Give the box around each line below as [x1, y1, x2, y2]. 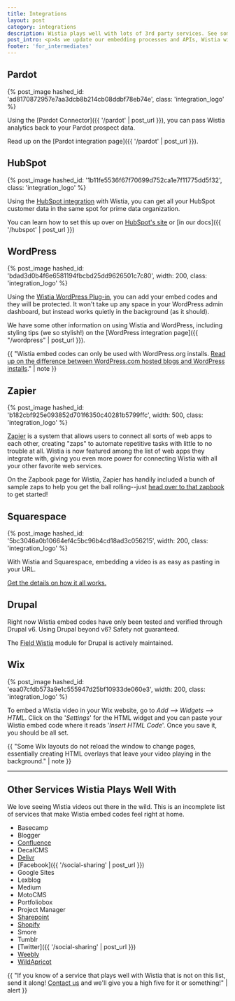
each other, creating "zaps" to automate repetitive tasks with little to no [7, 440, 213, 448]
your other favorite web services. [7, 462, 103, 470]
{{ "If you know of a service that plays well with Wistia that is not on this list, [7, 971, 226, 979]
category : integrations [7, 23, 77, 30]
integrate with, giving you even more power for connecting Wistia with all [7, 454, 218, 463]
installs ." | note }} [7, 365, 57, 373]
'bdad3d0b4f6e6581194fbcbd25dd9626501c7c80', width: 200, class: [7, 271, 208, 280]
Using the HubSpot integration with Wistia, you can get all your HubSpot [7, 197, 215, 205]
